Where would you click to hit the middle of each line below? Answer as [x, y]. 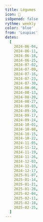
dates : [12, 38]
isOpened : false [21, 19]
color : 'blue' [20, 28]
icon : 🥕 [13, 14]
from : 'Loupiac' [21, 33]
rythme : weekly [21, 23]
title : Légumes [21, 10]
